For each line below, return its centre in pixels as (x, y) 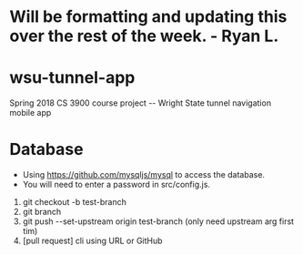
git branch (42, 212)
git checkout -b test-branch (75, 202)
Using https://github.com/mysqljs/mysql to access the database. (144, 175)
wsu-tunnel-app (72, 78)
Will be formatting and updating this (148, 17)
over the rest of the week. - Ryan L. (144, 36)
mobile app (30, 113)
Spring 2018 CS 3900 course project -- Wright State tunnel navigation (140, 103)
